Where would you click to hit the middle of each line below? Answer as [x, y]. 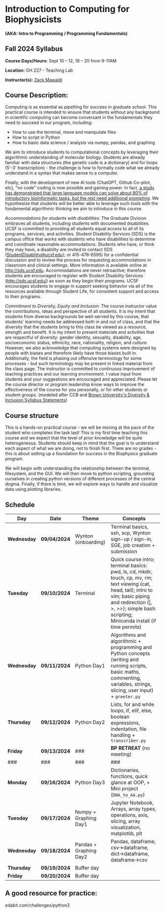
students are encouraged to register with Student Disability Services [74, 276]
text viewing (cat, [131, 584]
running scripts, [129, 666]
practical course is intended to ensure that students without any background [82, 112]
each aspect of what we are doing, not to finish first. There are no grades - [81, 448]
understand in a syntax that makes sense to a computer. [62, 173]
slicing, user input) [132, 690]
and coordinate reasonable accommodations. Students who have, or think [80, 244]
